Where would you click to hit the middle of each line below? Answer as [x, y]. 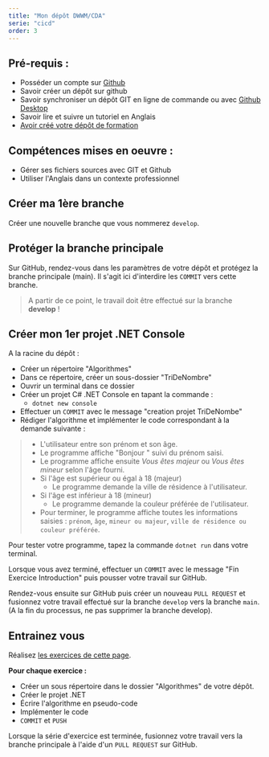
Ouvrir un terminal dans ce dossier [77, 386]
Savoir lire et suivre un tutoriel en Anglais [88, 117]
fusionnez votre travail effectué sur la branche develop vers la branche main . [134, 602]
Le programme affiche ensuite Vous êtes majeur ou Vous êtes [142, 461]
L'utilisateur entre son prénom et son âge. [109, 444]
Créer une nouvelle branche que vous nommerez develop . [104, 223]
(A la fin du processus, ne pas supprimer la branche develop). [110, 611]
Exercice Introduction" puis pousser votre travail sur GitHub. [108, 578]
